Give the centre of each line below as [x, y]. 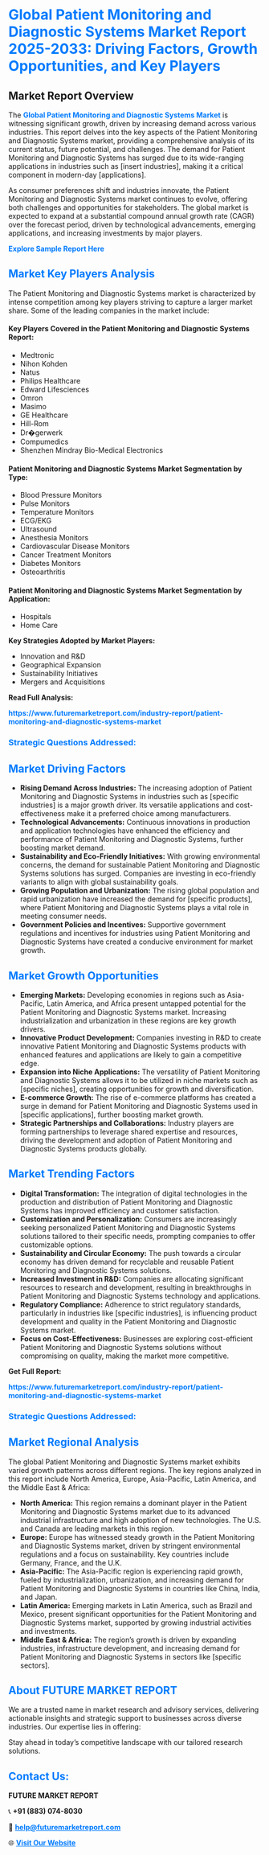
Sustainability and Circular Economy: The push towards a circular [130, 1253]
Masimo [33, 407]
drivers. [33, 1029]
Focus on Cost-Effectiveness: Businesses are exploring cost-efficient [136, 1338]
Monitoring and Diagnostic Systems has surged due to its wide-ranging [126, 158]
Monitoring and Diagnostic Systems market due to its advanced [125, 1511]
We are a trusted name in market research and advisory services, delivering [134, 1709]
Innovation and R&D [53, 656]
